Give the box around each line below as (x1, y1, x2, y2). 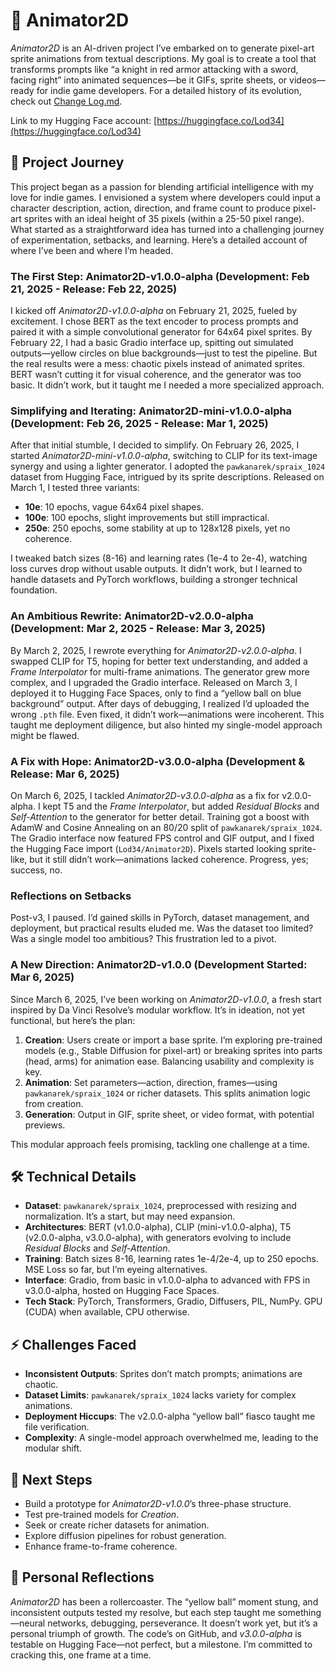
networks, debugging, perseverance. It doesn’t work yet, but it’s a (47, 1617, 318, 1629)
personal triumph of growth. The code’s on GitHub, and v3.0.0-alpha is (10, 1627, 302, 1639)
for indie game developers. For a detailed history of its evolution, (36, 84, 302, 96)
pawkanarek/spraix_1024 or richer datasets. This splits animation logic (24, 1087, 312, 1099)
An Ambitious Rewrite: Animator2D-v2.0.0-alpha (10, 609, 254, 623)
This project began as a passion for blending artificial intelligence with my (10, 180, 314, 193)
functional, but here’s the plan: (10, 1014, 136, 1026)
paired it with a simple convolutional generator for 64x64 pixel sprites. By (10, 326, 313, 338)
